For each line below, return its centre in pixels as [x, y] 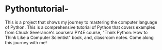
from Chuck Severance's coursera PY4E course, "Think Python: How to [76, 32]
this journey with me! [26, 42]
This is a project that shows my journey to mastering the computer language [81, 22]
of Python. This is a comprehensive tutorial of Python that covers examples [80, 27]
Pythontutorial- [37, 9]
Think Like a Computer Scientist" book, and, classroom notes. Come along [79, 37]
